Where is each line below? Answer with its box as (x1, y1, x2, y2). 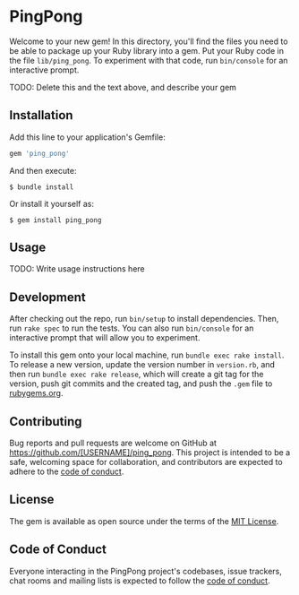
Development (9, 289, 87, 305)
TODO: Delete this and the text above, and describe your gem (9, 82, 237, 92)
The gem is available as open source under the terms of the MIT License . (9, 515, 279, 526)
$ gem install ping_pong (9, 215, 102, 225)
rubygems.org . (9, 388, 64, 399)
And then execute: (9, 165, 77, 176)
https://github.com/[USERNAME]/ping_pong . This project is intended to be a (9, 447, 291, 458)
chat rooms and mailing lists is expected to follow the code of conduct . (9, 575, 270, 586)
